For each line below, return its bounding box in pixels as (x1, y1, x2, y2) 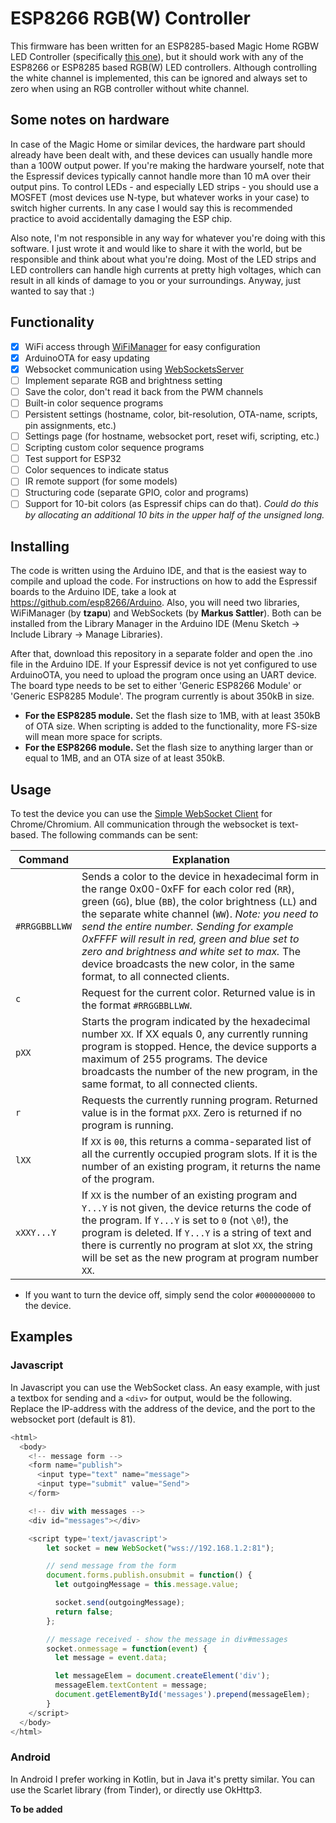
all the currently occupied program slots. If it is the (81, 1147, 318, 1161)
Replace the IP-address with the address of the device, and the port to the (10, 1402, 316, 1414)
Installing (10, 538, 70, 555)
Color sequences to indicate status (24, 464, 169, 476)
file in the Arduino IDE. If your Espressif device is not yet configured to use (10, 658, 318, 671)
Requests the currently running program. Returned (81, 1093, 318, 1107)
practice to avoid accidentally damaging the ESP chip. (10, 212, 233, 224)
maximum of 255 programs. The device (81, 1052, 268, 1066)
